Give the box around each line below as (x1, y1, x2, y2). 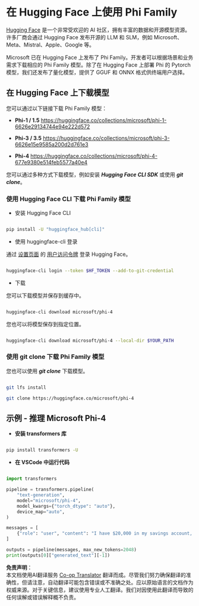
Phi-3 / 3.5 (14, 135, 42, 142)
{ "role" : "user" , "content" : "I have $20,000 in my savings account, (17, 530, 193, 536)
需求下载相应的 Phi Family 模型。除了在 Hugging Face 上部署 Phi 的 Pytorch (6, 61, 191, 68)
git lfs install (6, 385, 46, 391)
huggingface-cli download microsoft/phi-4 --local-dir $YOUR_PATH (6, 338, 174, 343)
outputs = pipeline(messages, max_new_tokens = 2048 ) (6, 547, 137, 553)
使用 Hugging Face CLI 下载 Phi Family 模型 (6, 195, 131, 203)
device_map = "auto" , (17, 508, 65, 515)
